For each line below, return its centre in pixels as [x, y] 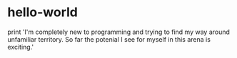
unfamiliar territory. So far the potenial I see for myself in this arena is [109, 39]
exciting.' [21, 47]
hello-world [43, 12]
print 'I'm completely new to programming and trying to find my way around [119, 32]
